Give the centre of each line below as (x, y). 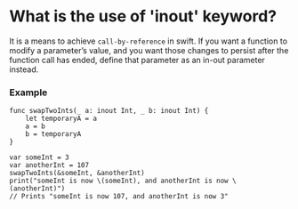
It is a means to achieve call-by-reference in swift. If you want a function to (148, 41)
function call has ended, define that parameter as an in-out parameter (137, 60)
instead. (24, 69)
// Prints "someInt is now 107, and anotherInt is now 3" (119, 197)
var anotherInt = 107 (49, 165)
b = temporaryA (53, 134)
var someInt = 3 (39, 157)
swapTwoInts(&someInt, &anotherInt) (77, 173)
